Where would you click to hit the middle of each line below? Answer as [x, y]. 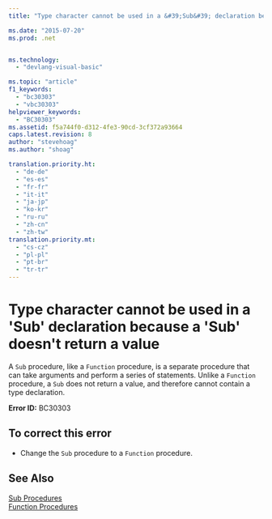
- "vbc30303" [38, 104]
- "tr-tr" [32, 270]
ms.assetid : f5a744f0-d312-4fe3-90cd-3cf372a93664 [96, 127]
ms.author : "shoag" [41, 150]
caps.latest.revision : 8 [50, 134]
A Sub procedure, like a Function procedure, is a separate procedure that [129, 366]
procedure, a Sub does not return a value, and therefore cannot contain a [130, 383]
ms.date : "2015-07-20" [47, 30]
